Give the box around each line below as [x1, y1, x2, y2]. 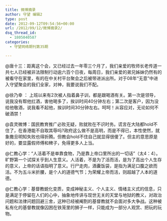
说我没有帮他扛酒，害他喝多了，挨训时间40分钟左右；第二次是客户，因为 [5, 98, 155, 104]
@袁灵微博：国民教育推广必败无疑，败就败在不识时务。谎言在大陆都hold [5, 121, 154, 127]
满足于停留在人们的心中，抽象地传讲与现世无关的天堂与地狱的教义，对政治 [9, 192, 162, 198]
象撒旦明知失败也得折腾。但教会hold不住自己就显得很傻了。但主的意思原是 [5, 134, 158, 140]
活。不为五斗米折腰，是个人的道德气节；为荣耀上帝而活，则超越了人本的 [5, 169, 153, 175]
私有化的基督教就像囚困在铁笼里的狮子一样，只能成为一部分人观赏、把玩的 [5, 204, 158, 210]
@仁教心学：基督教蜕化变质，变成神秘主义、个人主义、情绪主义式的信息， [5, 186, 158, 192]
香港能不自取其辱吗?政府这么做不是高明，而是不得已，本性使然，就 [22, 127, 160, 133]
